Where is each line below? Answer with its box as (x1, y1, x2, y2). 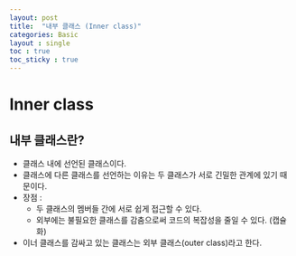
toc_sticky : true (9, 55, 79, 64)
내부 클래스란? (9, 132, 85, 147)
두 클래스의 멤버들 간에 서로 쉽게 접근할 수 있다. (35, 204, 202, 213)
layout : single (9, 38, 70, 48)
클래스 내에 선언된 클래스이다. (22, 158, 127, 168)
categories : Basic (9, 30, 79, 39)
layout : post (9, 13, 59, 23)
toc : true (9, 47, 51, 56)
